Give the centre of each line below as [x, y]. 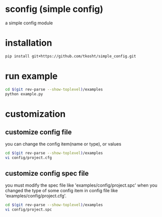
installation [29, 43]
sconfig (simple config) [54, 9]
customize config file [38, 132]
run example [31, 76]
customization [35, 114]
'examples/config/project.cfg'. [36, 196]
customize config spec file [47, 173]
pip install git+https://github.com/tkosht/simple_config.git [71, 56]
